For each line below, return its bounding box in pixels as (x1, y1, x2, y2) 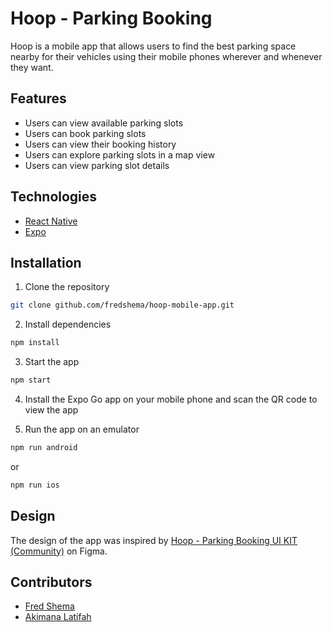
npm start (10, 375, 52, 386)
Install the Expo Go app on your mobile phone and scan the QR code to (24, 393, 318, 405)
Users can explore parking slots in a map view (24, 148, 216, 161)
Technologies (10, 188, 98, 206)
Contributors (10, 573, 93, 591)
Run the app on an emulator (24, 423, 140, 435)
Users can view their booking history (24, 138, 177, 150)
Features (10, 90, 67, 107)
